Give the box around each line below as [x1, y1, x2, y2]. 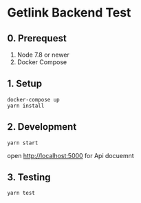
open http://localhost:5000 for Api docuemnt [7, 151, 134, 159]
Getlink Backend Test [7, 5, 131, 21]
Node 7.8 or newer [17, 50, 70, 59]
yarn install [7, 102, 45, 109]
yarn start [7, 139, 39, 146]
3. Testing [7, 171, 51, 184]
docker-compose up [7, 96, 60, 103]
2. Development [7, 121, 77, 133]
